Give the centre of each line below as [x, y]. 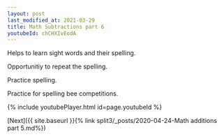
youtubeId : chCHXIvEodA [42, 33]
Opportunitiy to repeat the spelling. [58, 66]
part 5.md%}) [27, 128]
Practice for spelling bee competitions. [63, 94]
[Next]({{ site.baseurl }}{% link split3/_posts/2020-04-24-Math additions [112, 121]
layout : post [26, 14]
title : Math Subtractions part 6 [56, 27]
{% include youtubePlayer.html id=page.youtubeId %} [85, 107]
